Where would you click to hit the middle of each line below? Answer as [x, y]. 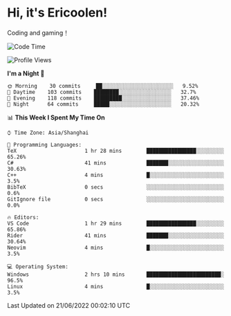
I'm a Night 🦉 [26, 73]
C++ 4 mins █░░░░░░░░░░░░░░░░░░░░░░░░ [116, 175]
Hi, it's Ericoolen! [57, 13]
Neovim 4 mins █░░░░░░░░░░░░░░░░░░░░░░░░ [116, 248]
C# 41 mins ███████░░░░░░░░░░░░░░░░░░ [116, 163]
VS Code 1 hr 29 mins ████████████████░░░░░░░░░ [116, 223]
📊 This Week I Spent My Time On [56, 117]
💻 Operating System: [38, 267]
